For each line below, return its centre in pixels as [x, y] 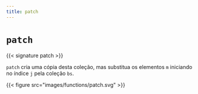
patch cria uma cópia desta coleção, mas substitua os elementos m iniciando [99, 67]
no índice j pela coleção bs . [40, 73]
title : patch [22, 12]
